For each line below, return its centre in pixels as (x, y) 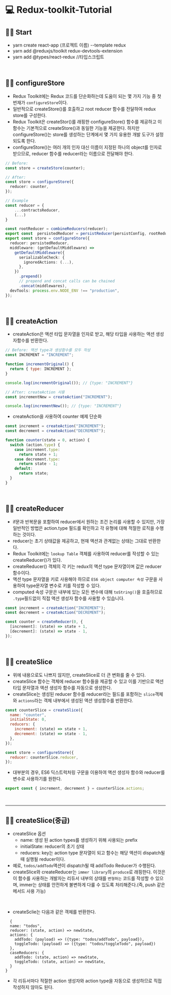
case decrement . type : (37, 459)
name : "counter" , (28, 715)
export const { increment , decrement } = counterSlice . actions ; (75, 789)
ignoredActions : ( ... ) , (49, 262)
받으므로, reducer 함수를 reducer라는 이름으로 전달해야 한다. (73, 153)
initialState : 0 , (28, 720)
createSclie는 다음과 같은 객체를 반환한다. (54, 912)
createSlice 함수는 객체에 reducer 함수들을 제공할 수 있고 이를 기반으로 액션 (88, 681)
